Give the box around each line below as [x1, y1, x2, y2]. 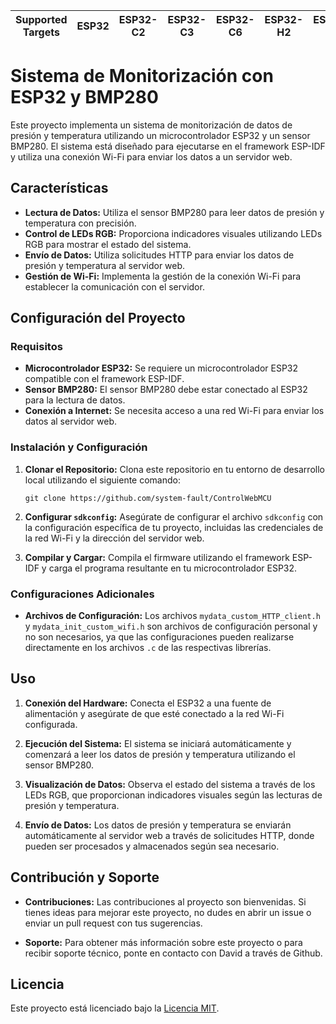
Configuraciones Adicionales [10, 587, 155, 601]
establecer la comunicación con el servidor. [24, 280, 205, 293]
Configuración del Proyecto [10, 310, 186, 327]
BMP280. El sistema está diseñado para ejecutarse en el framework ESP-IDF [10, 140, 326, 152]
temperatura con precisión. [24, 217, 137, 229]
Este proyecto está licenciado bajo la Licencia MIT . [10, 1002, 220, 1014]
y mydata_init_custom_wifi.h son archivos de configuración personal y [24, 620, 318, 633]
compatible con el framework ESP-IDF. [24, 373, 185, 385]
